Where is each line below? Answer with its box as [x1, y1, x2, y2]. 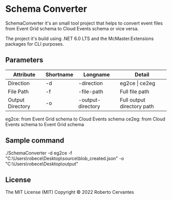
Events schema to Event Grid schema [5, 121, 84, 127]
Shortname [45, 71, 74, 78]
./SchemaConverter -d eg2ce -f [5, 150, 73, 156]
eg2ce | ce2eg [120, 79, 155, 87]
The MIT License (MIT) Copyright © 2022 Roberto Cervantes [5, 189, 134, 195]
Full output [120, 96, 146, 103]
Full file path [120, 88, 149, 95]
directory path [120, 103, 154, 110]
